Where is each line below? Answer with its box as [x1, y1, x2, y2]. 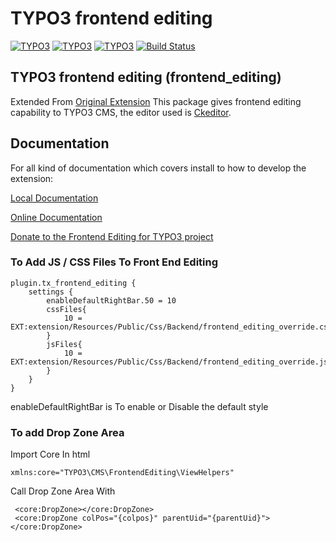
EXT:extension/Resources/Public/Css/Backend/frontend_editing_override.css [10, 322, 333, 332]
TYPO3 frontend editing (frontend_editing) [10, 69, 282, 86]
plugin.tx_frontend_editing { [10, 278, 137, 288]
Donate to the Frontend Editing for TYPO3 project [10, 230, 214, 242]
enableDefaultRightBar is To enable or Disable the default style [10, 400, 269, 412]
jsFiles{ [46, 339, 83, 349]
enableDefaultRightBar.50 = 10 [46, 295, 177, 306]
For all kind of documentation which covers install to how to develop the [10, 162, 307, 174]
